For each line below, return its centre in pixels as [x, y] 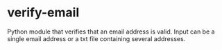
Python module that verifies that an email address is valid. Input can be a [111, 32]
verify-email [43, 13]
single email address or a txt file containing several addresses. [96, 38]
